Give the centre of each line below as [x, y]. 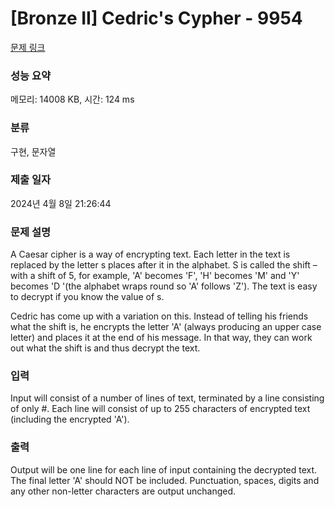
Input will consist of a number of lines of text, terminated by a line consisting [167, 398]
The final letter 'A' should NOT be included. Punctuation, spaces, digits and [165, 480]
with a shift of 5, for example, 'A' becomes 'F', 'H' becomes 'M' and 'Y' [155, 276]
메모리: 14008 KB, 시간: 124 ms [72, 99]
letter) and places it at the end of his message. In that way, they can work [161, 338]
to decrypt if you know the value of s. [87, 297]
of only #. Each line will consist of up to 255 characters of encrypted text [160, 409]
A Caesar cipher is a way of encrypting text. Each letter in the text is [150, 254]
